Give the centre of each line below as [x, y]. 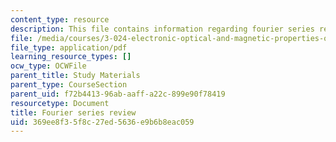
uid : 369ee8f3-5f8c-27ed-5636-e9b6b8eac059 [102, 122]
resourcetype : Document [60, 103]
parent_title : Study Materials [75, 76]
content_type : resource [60, 19]
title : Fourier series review [73, 112]
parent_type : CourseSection [69, 85]
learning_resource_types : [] [71, 57]
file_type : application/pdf [69, 47]
